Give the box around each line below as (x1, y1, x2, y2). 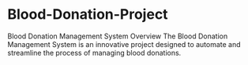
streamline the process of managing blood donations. (7, 48, 182, 57)
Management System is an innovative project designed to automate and (7, 39, 242, 49)
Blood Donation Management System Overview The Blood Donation (7, 31, 228, 41)
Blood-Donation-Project (7, 5, 168, 23)
